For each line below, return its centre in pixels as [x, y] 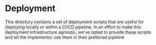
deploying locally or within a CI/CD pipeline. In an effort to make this [73, 27]
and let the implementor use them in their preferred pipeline [65, 37]
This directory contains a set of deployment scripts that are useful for [75, 22]
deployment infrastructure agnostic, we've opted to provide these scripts [78, 32]
